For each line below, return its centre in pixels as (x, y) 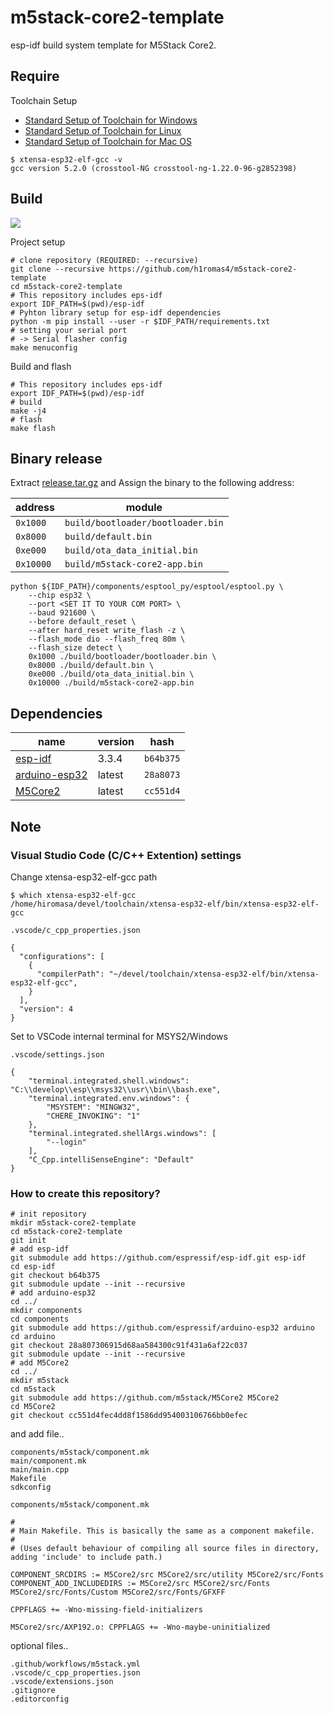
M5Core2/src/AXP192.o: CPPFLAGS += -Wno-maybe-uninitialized (140, 1627)
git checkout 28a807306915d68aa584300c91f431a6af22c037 (129, 1346)
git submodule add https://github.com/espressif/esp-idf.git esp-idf (158, 1258)
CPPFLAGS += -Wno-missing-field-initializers (106, 1610)
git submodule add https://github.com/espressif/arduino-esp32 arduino (162, 1328)
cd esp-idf (33, 1267)
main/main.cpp (40, 1470)
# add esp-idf (40, 1249)
